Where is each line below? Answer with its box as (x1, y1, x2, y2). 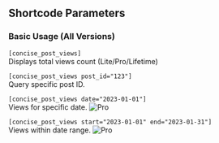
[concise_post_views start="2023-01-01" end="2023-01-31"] (8, 118, 213, 126)
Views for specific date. (8, 102, 88, 112)
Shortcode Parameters (8, 6, 126, 20)
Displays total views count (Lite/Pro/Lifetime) (8, 56, 158, 66)
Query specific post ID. (8, 79, 85, 89)
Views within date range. (8, 125, 92, 135)
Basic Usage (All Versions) (8, 31, 115, 42)
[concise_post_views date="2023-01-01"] (8, 95, 148, 103)
